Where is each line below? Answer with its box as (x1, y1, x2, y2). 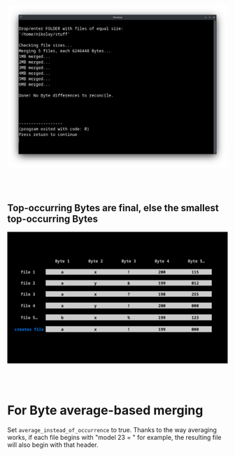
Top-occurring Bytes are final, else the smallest (7, 202, 219, 214)
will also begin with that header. (7, 441, 99, 449)
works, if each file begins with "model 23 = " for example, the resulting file (7, 433, 222, 441)
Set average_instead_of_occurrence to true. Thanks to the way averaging (7, 425, 217, 434)
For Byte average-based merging (7, 402, 204, 418)
